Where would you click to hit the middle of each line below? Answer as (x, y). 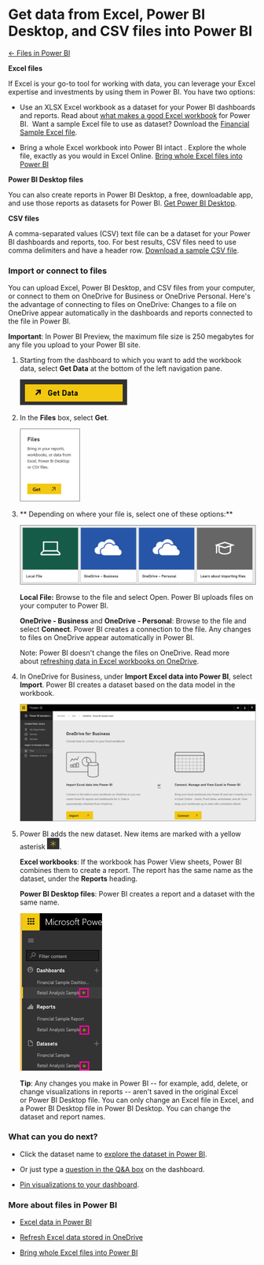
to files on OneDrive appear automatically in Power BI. (107, 637)
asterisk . (40, 846)
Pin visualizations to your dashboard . (79, 1184)
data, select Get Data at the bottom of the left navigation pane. (121, 368)
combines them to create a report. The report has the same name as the (136, 870)
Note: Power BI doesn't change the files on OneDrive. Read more (125, 653)
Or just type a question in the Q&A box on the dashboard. (112, 1169)
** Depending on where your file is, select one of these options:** (126, 514)
